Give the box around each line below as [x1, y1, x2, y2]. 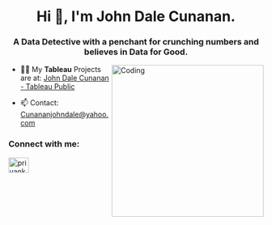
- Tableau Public [19, 82, 75, 91]
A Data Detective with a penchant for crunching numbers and [13, 36, 259, 48]
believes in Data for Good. [83, 46, 189, 57]
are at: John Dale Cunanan [19, 73, 109, 83]
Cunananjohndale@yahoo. [19, 109, 109, 120]
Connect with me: [8, 138, 80, 150]
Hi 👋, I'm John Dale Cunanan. [36, 7, 236, 26]
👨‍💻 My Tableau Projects [19, 65, 101, 74]
